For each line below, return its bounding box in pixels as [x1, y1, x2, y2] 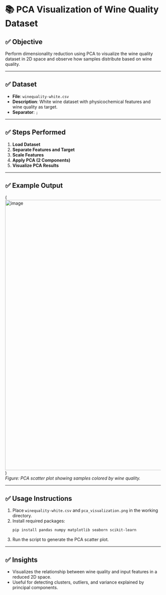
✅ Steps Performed [5, 128, 66, 137]
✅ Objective [5, 38, 43, 46]
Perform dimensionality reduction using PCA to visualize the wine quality [5, 51, 153, 56]
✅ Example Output [5, 181, 63, 190]
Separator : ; [12, 109, 39, 115]
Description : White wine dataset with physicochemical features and [12, 99, 151, 105]
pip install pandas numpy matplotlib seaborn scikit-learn [12, 528, 137, 533]
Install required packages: [12, 518, 65, 524]
